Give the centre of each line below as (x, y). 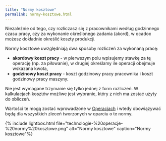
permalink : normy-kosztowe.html (38, 14)
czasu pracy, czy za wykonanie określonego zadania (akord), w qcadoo (78, 34)
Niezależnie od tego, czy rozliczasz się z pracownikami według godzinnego (82, 28)
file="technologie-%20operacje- (89, 123)
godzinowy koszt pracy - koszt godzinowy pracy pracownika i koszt (83, 73)
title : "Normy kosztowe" (31, 10)
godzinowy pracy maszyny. (40, 79)
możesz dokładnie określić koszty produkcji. (50, 39)
